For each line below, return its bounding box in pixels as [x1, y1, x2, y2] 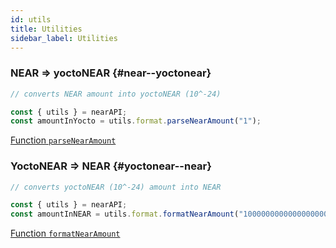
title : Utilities [10, 24, 83, 34]
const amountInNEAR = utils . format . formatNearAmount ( [10, 209, 240, 220]
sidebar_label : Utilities [10, 33, 118, 43]
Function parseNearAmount [10, 134, 117, 146]
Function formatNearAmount [10, 227, 121, 240]
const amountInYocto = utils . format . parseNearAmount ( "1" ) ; [10, 116, 262, 126]
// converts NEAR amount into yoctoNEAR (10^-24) [10, 89, 222, 99]
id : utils [10, 14, 52, 25]
